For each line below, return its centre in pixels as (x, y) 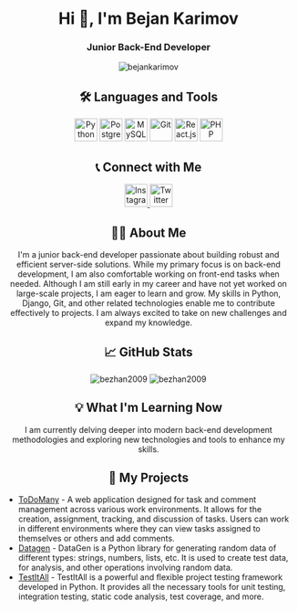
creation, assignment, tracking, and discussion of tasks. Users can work (154, 519)
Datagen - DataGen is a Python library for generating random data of (147, 548)
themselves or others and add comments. (96, 539)
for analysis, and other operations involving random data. (125, 568)
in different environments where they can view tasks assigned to (139, 529)
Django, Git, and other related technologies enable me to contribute (149, 303)
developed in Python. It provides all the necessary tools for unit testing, (152, 587)
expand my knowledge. (149, 322)
